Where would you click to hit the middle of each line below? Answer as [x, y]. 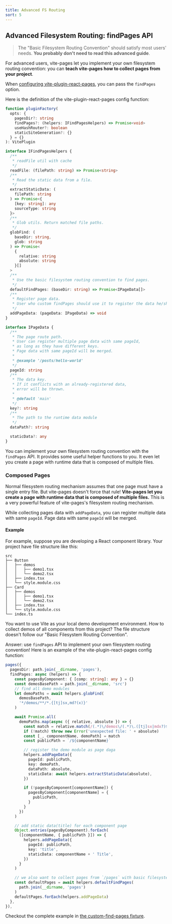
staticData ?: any [28, 437]
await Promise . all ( [35, 717]
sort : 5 [14, 15]
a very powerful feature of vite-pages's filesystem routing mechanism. [80, 503]
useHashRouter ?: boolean [41, 128]
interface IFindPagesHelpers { [39, 152]
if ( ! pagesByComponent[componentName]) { [69, 788]
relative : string [37, 256]
